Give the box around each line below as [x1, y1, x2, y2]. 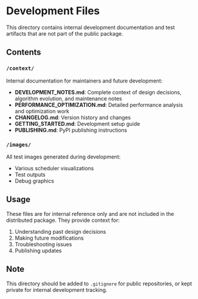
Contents [6, 47, 41, 58]
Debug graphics [14, 177, 55, 185]
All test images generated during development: [6, 153, 121, 160]
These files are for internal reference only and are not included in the [6, 210, 174, 217]
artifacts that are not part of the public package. [6, 30, 123, 37]
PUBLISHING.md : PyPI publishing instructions [14, 126, 127, 133]
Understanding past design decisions [14, 228, 107, 235]
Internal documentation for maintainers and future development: [6, 77, 163, 84]
